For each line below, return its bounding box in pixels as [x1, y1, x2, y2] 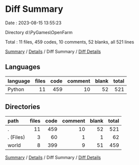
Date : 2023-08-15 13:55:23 [5, 20, 62, 26]
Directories [5, 103, 41, 111]
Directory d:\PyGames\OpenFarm [5, 29, 73, 35]
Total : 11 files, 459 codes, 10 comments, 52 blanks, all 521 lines [5, 39, 135, 45]
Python [7, 85, 25, 92]
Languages [5, 63, 41, 71]
